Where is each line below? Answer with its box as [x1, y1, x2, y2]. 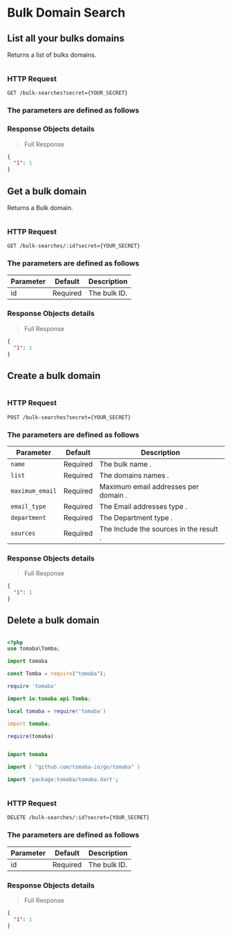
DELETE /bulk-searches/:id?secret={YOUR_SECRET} [7, 814, 150, 821]
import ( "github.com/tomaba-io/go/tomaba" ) [7, 764, 140, 771]
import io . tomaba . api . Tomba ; [7, 695, 91, 702]
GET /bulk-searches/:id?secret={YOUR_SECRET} [7, 243, 140, 250]
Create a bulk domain [7, 370, 101, 382]
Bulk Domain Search [7, 5, 126, 21]
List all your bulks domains [7, 32, 125, 44]
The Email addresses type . [99, 501, 188, 511]
